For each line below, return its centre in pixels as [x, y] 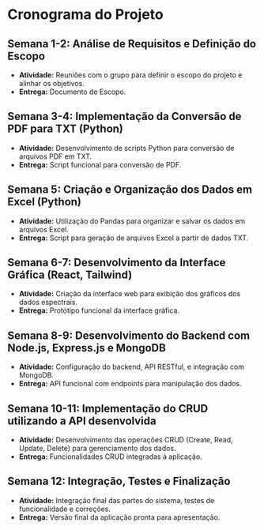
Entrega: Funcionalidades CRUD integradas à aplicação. [110, 457]
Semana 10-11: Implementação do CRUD [108, 408]
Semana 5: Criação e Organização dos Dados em [130, 190]
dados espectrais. [48, 303]
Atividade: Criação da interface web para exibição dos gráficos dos [130, 294]
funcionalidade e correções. [65, 509]
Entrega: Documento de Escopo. [72, 92]
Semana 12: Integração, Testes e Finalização [119, 481]
